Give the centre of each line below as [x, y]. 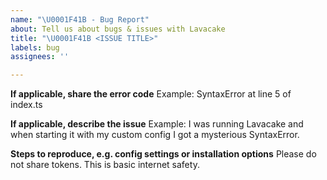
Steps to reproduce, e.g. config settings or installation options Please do [163, 154]
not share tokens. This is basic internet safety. [105, 165]
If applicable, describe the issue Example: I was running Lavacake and [157, 124]
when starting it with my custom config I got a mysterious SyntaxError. [155, 135]
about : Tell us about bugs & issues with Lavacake [118, 29]
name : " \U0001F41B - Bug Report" [80, 19]
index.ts [26, 105]
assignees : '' [40, 57]
